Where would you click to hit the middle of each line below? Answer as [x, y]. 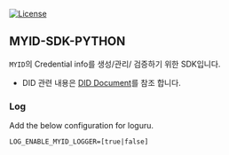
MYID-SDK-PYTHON [67, 41]
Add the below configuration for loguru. [81, 126]
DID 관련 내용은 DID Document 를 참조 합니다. [102, 82]
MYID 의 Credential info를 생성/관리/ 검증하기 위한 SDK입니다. [115, 64]
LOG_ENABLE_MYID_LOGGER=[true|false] [79, 142]
